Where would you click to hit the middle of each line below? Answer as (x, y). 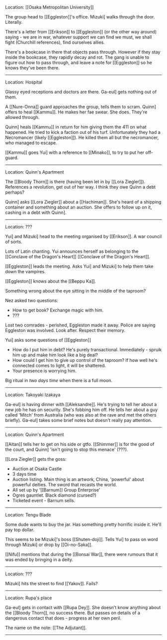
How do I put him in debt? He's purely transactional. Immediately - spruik (87, 350)
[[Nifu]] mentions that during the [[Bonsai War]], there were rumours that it (82, 554)
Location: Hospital (24, 82)
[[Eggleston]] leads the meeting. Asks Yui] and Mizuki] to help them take (79, 266)
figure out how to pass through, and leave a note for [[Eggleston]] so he (79, 62)
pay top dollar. (20, 530)
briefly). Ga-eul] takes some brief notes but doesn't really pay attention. (79, 420)
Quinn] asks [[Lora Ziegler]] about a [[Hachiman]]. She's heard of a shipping (83, 202)
